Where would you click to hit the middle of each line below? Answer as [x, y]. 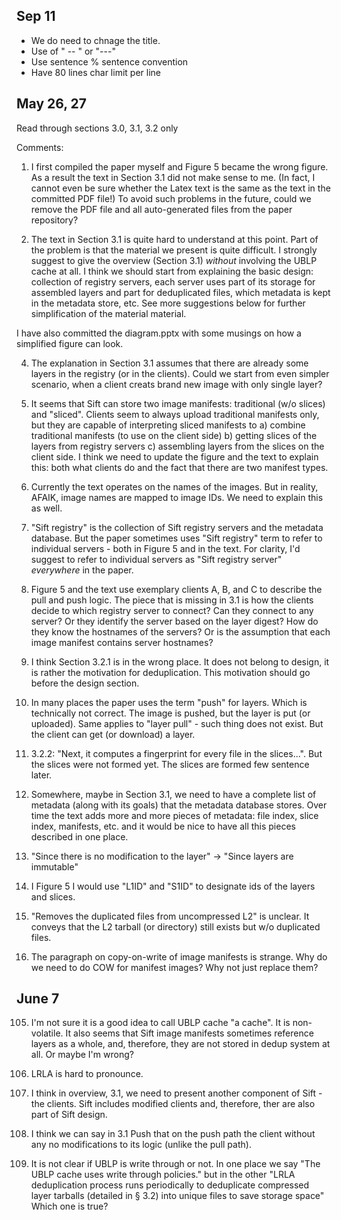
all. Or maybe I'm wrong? [82, 1055]
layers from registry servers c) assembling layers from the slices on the [177, 446]
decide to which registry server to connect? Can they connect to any [172, 610]
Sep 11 [36, 16]
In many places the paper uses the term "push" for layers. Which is [169, 702]
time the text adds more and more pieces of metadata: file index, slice [174, 815]
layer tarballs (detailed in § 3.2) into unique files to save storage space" [177, 1196]
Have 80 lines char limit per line [95, 72]
